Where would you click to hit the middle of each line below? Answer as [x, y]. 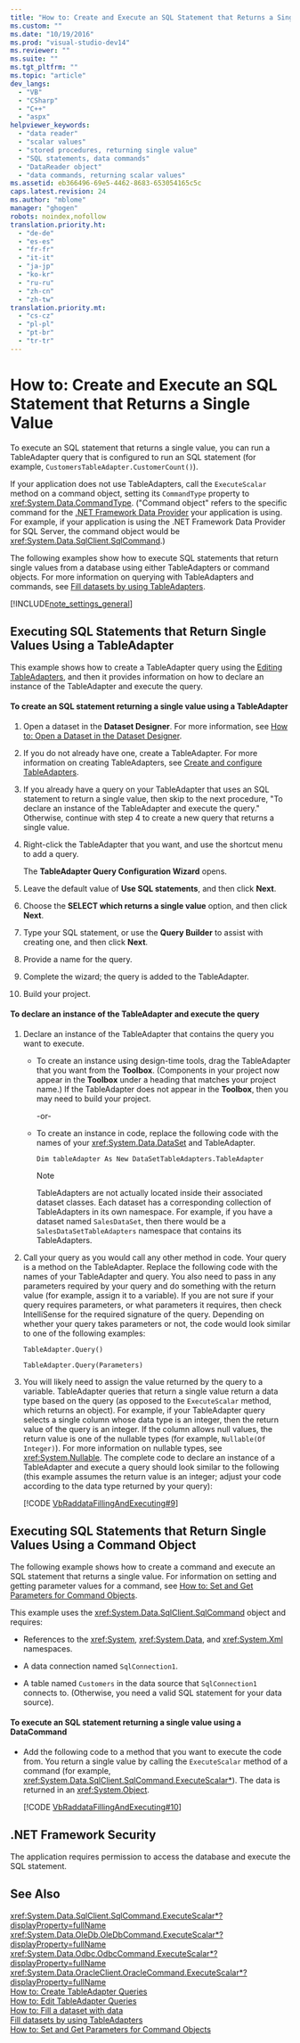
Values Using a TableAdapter [92, 646]
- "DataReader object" [60, 167]
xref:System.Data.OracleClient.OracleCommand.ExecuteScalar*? [129, 1973]
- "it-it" [36, 258]
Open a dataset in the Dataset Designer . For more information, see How [155, 726]
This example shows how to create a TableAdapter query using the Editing [146, 667]
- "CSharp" [38, 100]
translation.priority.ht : [58, 225]
